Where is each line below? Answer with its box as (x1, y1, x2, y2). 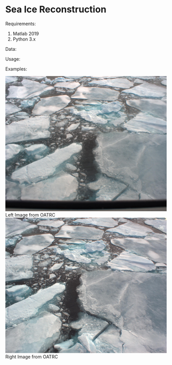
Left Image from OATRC (5, 212, 55, 218)
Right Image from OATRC (5, 353, 58, 360)
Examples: (5, 66, 27, 72)
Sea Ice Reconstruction (5, 4, 106, 15)
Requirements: (5, 21, 36, 27)
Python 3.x (12, 36, 36, 42)
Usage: (5, 55, 20, 62)
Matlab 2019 (12, 30, 39, 36)
